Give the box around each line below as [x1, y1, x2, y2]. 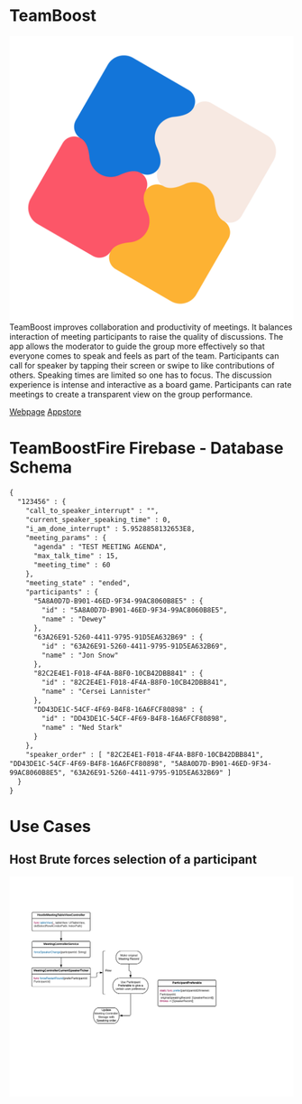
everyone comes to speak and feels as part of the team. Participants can [9, 350, 279, 361]
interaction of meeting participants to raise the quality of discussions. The [9, 331, 284, 341]
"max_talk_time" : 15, [32, 551, 119, 560]
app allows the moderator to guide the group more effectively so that [9, 341, 266, 351]
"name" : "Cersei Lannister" [41, 687, 151, 696]
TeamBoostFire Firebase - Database [9, 438, 284, 459]
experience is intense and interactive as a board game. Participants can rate [9, 379, 292, 389]
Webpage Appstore [9, 406, 82, 416]
